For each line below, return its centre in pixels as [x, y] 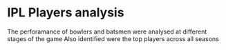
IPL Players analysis [66, 13]
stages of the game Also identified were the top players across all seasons [113, 38]
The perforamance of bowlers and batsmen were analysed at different [107, 32]
